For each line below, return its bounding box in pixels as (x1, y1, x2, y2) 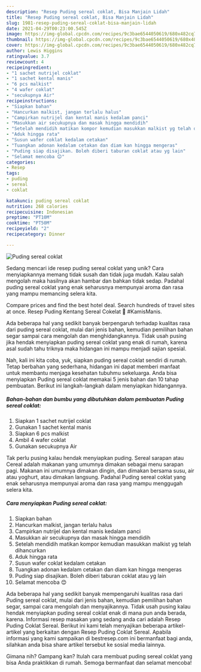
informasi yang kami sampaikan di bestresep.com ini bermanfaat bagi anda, (6, 634, 193, 641)
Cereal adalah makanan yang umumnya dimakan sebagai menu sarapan (6, 461, 184, 468)
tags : (6, 170, 20, 177)
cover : (6, 43, 23, 49)
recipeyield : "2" (6, 226, 50, 232)
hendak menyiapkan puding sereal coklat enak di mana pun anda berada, (6, 609, 187, 616)
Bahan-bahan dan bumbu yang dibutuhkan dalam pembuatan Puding (6, 396, 184, 403)
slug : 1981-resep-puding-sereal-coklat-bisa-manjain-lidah (6, 20, 157, 26)
